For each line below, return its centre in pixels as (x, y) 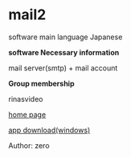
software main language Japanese (65, 37)
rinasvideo (26, 99)
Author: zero (29, 145)
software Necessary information (64, 52)
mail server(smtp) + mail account (63, 68)
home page (27, 115)
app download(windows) (49, 130)
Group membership (41, 83)
